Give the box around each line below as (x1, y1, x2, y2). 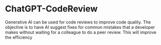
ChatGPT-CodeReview (5, 3, 98, 14)
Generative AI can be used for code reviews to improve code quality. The (5, 19, 151, 25)
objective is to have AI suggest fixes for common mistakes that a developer (5, 24, 155, 30)
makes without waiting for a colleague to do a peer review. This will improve (5, 29, 157, 35)
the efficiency (5, 34, 32, 40)
